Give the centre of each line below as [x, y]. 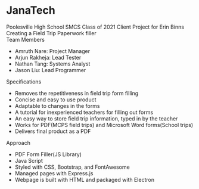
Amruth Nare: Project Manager [52, 51]
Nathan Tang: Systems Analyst [52, 64]
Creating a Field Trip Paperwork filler [51, 33]
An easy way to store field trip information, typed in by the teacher [96, 118]
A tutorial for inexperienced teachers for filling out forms [84, 112]
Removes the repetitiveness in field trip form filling [77, 93]
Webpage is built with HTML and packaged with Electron [85, 179]
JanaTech [31, 10]
